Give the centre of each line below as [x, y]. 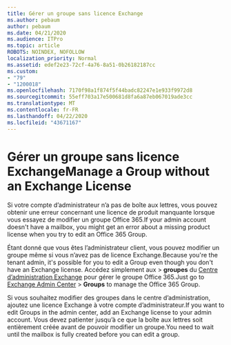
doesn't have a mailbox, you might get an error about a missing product [109, 227]
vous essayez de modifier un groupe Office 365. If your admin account [107, 220]
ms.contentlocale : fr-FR [43, 110]
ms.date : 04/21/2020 [37, 33]
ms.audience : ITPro [35, 39]
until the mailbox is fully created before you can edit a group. [93, 335]
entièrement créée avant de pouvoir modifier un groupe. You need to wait [110, 327]
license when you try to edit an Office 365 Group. [77, 235]
